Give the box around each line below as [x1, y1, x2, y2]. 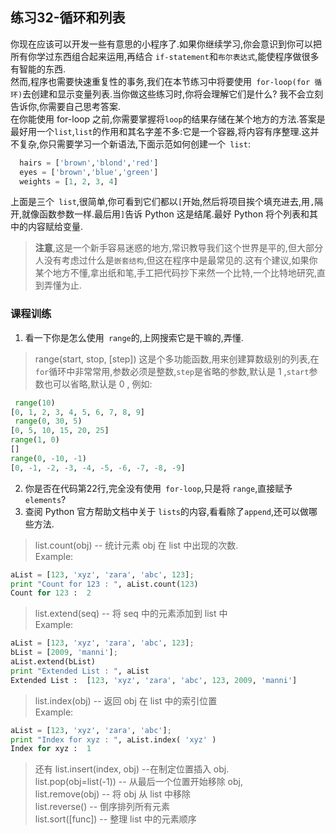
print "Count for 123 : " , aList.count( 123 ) [10, 579, 199, 589]
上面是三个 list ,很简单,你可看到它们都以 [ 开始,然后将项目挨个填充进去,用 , [10, 196, 315, 208]
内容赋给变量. [27, 221, 84, 233]
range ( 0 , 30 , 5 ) [14, 416, 83, 427]
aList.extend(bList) [10, 657, 97, 667]
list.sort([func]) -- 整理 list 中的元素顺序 [34, 813, 197, 825]
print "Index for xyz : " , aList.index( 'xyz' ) [10, 734, 217, 745]
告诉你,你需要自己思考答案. [10, 100, 122, 112]
